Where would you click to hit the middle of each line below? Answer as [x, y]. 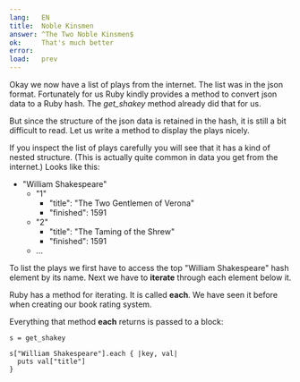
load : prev [34, 59]
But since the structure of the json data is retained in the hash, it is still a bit [148, 121]
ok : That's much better [62, 42]
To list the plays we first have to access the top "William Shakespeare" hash [149, 268]
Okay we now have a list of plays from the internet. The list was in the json [146, 85]
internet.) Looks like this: [55, 167]
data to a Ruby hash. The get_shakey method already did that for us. [135, 103]
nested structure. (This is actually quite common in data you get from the [144, 157]
